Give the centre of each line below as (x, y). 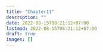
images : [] (20, 39)
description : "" (26, 17)
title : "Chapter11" (30, 12)
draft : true (21, 34)
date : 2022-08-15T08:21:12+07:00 (48, 23)
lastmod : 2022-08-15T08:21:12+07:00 (51, 28)
